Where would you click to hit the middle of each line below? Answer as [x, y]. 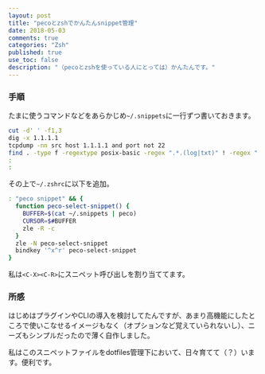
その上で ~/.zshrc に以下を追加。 [61, 184]
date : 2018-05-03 [37, 30]
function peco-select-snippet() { [72, 206]
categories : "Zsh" [39, 45]
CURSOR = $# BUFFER [50, 221]
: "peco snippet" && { [46, 199]
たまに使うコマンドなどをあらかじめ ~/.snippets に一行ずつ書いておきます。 [132, 115]
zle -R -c [39, 228]
